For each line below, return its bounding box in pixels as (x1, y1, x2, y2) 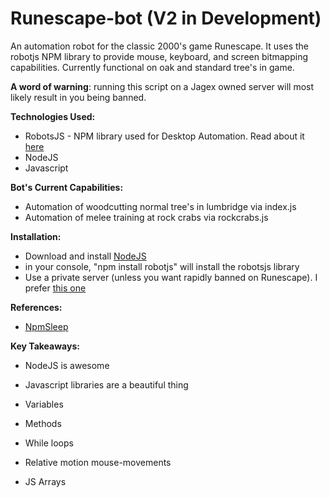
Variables (24, 398, 64, 410)
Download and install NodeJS (24, 250, 147, 262)
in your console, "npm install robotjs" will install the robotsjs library (24, 260, 300, 272)
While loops (24, 437, 74, 449)
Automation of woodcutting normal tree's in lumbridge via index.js (24, 200, 297, 212)
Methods (24, 417, 62, 429)
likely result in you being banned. (10, 91, 147, 103)
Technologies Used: (10, 110, 96, 122)
